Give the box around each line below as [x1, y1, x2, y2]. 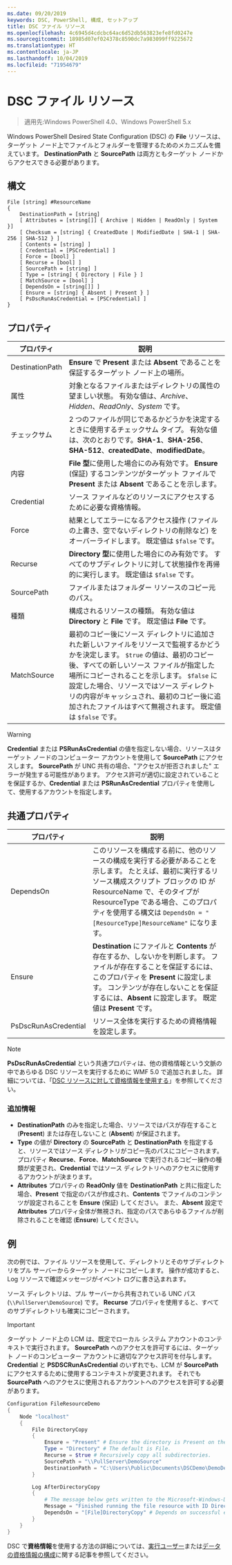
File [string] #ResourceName [7, 199, 91, 206]
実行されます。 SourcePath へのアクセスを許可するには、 [30, 1343, 195, 1352]
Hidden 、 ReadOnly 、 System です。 [68, 402, 184, 411]
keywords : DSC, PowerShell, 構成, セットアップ [7, 17, 138, 23]
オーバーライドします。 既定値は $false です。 [68, 536, 219, 546]
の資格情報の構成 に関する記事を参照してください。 [7, 1551, 153, 1559]
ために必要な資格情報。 [68, 503, 145, 512]
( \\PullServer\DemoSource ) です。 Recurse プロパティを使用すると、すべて [7, 1299, 220, 1307]
